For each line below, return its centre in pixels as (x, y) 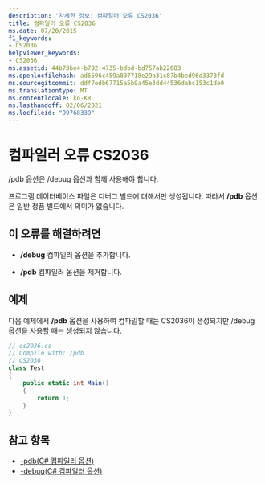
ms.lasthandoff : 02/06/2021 (55, 105)
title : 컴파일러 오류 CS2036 (52, 23)
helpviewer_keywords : (45, 53)
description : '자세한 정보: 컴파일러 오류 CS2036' (86, 16)
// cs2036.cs (30, 346)
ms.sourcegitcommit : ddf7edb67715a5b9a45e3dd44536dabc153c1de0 (116, 83)
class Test (26, 368)
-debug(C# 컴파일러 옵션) (61, 471)
